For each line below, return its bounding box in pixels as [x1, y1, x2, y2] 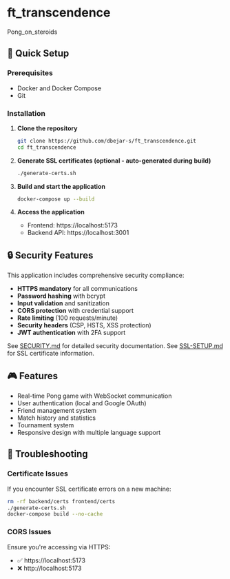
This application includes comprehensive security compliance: [7, 271, 185, 280]
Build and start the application [17, 182, 105, 190]
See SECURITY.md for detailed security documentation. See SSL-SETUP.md [7, 342, 224, 350]
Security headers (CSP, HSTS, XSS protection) [17, 321, 151, 329]
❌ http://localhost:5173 [17, 564, 82, 572]
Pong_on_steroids [7, 28, 58, 36]
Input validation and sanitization [17, 299, 110, 307]
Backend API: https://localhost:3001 [27, 229, 129, 237]
